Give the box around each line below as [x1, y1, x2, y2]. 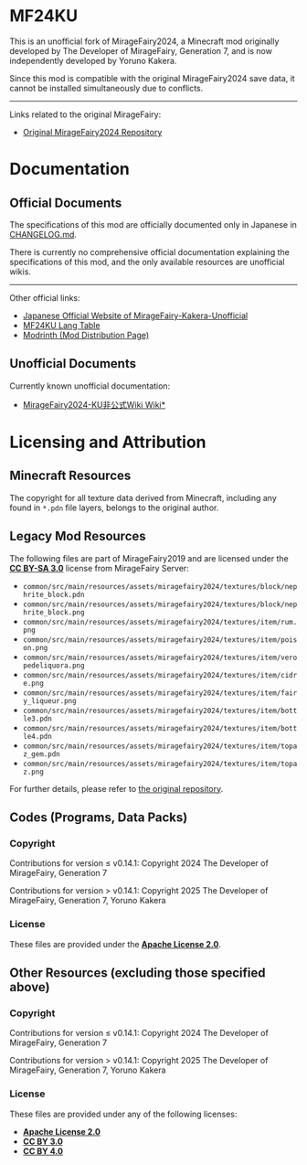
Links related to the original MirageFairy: [9, 109, 162, 120]
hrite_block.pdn [22, 590, 85, 599]
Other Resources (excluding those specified [9, 965, 266, 980]
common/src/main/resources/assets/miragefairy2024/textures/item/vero [22, 653, 298, 662]
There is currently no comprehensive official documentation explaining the [9, 246, 291, 257]
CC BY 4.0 [22, 1145, 64, 1157]
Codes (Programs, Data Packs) [9, 809, 188, 825]
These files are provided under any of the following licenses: [9, 1108, 238, 1119]
